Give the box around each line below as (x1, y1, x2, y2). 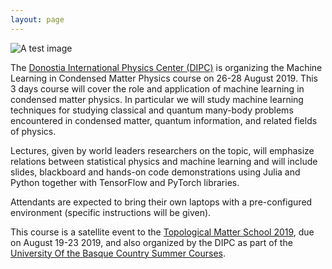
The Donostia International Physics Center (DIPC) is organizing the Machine (10, 61, 323, 73)
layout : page (10, 14, 65, 25)
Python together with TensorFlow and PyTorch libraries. (10, 176, 240, 188)
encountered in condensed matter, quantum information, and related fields (10, 114, 318, 126)
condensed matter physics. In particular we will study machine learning (10, 93, 304, 105)
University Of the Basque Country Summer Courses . (10, 247, 227, 259)
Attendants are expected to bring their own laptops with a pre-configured (10, 196, 313, 208)
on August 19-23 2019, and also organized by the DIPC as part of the (10, 236, 293, 248)
